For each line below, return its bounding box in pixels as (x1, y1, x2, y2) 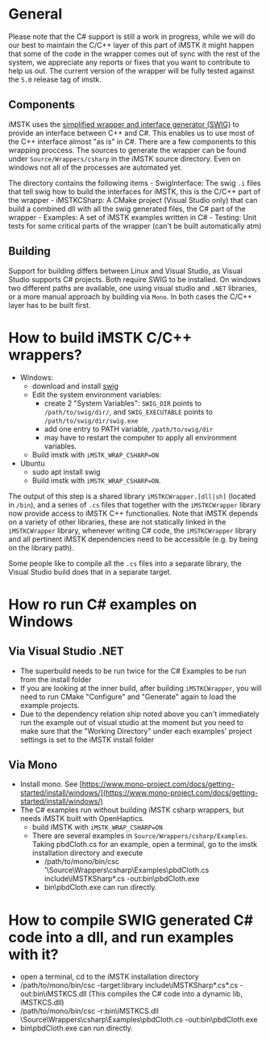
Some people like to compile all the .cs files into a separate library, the (8, 558, 242, 568)
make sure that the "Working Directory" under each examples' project (19, 726, 252, 735)
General (8, 5, 63, 23)
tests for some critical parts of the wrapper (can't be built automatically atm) (8, 221, 262, 230)
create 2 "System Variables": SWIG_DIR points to (44, 398, 202, 408)
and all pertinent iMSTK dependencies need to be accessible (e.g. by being (8, 534, 259, 544)
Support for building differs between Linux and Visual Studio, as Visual (8, 266, 243, 276)
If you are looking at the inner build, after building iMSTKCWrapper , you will (19, 683, 262, 693)
